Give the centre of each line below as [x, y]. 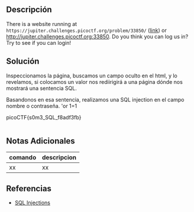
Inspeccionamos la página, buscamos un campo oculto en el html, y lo [92, 76]
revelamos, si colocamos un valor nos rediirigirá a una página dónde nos [95, 81]
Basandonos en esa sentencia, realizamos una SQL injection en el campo [95, 99]
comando [23, 158]
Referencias [29, 188]
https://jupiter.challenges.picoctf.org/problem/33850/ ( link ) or [86, 30]
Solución [23, 61]
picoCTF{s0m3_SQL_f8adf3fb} [44, 117]
